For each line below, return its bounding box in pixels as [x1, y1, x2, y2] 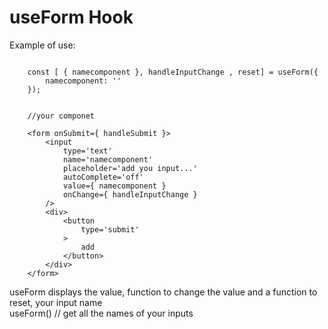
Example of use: [9, 39, 76, 51]
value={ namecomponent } [62, 181, 167, 191]
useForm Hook [9, 6, 134, 29]
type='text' [62, 146, 113, 156]
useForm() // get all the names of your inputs [9, 307, 194, 319]
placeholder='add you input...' [62, 163, 198, 173]
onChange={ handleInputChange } [62, 189, 198, 200]
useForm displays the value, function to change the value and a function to [9, 286, 318, 298]
